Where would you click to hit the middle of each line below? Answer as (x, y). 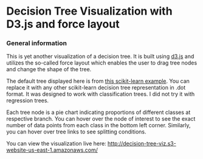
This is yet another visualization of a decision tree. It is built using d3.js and (100, 57)
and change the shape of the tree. (49, 69)
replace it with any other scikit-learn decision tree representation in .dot (96, 88)
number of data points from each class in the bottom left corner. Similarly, (98, 125)
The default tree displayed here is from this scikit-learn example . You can (98, 81)
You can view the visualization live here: (56, 144)
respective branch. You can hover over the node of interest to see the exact (101, 119)
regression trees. (28, 101)
